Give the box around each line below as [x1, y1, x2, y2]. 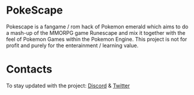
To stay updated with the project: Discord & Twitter [6, 82, 130, 89]
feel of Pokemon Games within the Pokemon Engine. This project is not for [6, 35, 187, 42]
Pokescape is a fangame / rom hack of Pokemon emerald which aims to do [6, 23, 189, 30]
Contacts [6, 63, 53, 76]
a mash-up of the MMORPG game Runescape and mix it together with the [6, 29, 186, 36]
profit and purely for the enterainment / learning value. [6, 42, 139, 49]
